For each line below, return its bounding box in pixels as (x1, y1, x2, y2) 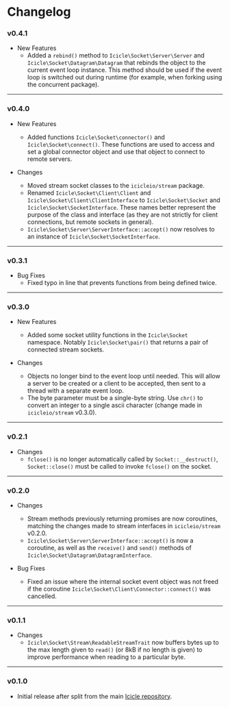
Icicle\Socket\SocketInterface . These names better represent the (27, 203, 216, 211)
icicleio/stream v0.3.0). (27, 408, 97, 417)
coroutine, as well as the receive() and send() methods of (27, 543, 192, 551)
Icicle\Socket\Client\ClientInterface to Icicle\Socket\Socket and (27, 196, 220, 204)
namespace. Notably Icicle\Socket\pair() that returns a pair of (27, 338, 209, 347)
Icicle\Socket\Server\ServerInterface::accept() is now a (27, 536, 194, 545)
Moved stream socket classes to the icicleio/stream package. (27, 181, 205, 189)
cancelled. (27, 592, 57, 600)
